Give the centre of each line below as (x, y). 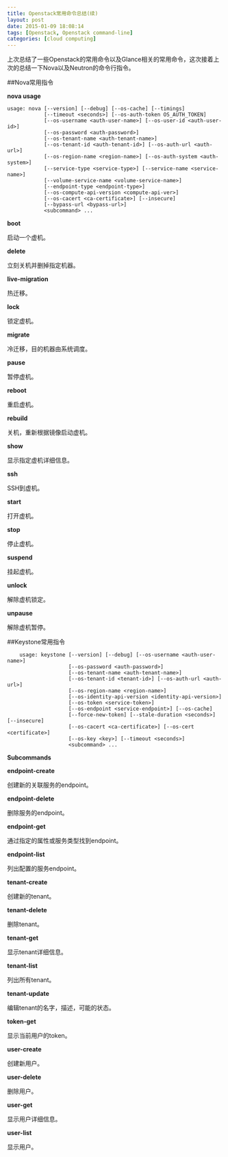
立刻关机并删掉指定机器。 (43, 265)
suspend (20, 558)
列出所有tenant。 (31, 980)
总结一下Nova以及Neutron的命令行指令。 (77, 68)
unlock (17, 585)
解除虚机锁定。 (28, 600)
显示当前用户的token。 (39, 1036)
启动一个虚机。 (28, 238)
